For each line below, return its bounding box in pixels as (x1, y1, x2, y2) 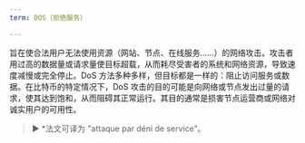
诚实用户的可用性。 (9, 103, 82, 114)
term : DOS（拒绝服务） (9, 13, 87, 23)
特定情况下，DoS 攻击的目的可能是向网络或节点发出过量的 (64, 81, 282, 91)
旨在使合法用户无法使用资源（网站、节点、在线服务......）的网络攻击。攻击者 (9, 47, 294, 58)
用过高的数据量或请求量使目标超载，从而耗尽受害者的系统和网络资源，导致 (9, 58, 288, 69)
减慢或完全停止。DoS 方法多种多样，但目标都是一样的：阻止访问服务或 (16, 70, 282, 81)
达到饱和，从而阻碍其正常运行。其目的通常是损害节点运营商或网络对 (40, 92, 296, 103)
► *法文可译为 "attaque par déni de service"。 (31, 123, 206, 134)
